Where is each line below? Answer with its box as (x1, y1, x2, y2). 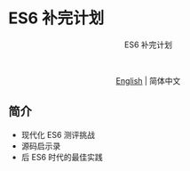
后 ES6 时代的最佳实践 (20, 151, 103, 162)
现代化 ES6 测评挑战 (20, 129, 95, 140)
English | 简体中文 (115, 75, 181, 85)
